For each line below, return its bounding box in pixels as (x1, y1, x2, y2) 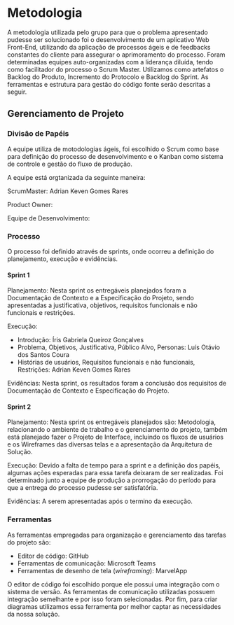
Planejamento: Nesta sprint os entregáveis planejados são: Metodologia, (7, 418, 216, 426)
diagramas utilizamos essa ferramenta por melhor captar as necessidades (7, 602, 221, 610)
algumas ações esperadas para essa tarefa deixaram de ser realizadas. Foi (7, 469, 223, 477)
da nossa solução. (7, 610, 60, 618)
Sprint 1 (7, 271, 30, 279)
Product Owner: (7, 200, 53, 209)
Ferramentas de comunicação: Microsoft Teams (17, 559, 156, 568)
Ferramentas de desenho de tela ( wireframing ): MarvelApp (17, 566, 188, 575)
